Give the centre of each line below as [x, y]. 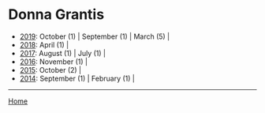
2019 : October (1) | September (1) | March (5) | [95, 36]
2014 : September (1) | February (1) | [77, 78]
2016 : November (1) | [54, 62]
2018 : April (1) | [44, 44]
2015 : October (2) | [50, 70]
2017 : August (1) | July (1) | [63, 53]
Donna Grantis [56, 15]
